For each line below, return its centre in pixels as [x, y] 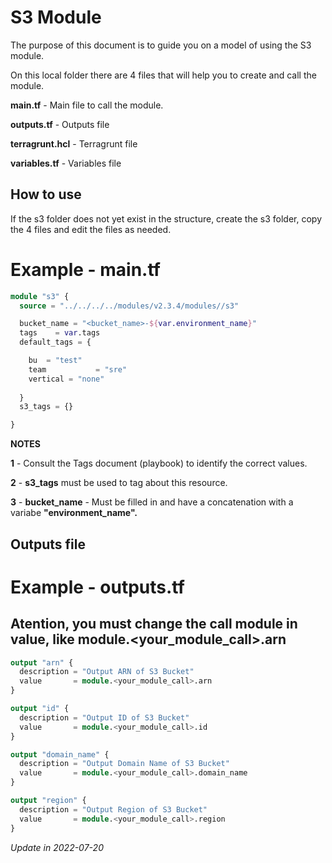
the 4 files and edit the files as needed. [91, 229]
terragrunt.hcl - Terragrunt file [74, 143]
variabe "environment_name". [74, 513]
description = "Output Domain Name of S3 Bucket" [124, 764]
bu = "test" [55, 361]
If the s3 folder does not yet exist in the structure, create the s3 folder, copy [166, 218]
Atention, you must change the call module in [154, 624]
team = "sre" [78, 369]
